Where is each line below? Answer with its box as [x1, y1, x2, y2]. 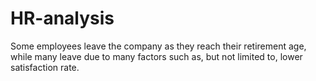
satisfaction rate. [10, 61, 80, 73]
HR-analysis [10, 7, 115, 30]
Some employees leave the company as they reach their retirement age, [10, 40, 307, 52]
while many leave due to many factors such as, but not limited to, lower [10, 50, 303, 62]
